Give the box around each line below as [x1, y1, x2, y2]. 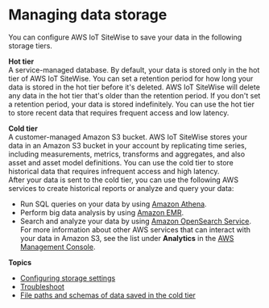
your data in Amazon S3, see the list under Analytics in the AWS [19, 233, 234, 243]
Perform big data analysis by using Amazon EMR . [19, 207, 184, 217]
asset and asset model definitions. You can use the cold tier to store [8, 157, 234, 167]
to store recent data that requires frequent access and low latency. [8, 107, 230, 118]
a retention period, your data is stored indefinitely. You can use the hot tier [8, 99, 255, 109]
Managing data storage [8, 6, 168, 24]
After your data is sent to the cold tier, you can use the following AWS [8, 175, 239, 185]
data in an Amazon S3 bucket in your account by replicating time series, [8, 140, 247, 150]
